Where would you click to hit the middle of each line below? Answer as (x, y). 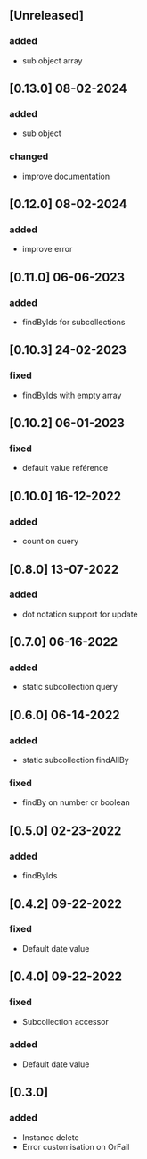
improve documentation (65, 176)
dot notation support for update (80, 614)
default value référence (65, 468)
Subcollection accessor (65, 1021)
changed (29, 156)
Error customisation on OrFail (76, 1146)
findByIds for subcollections (73, 323)
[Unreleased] (47, 16)
